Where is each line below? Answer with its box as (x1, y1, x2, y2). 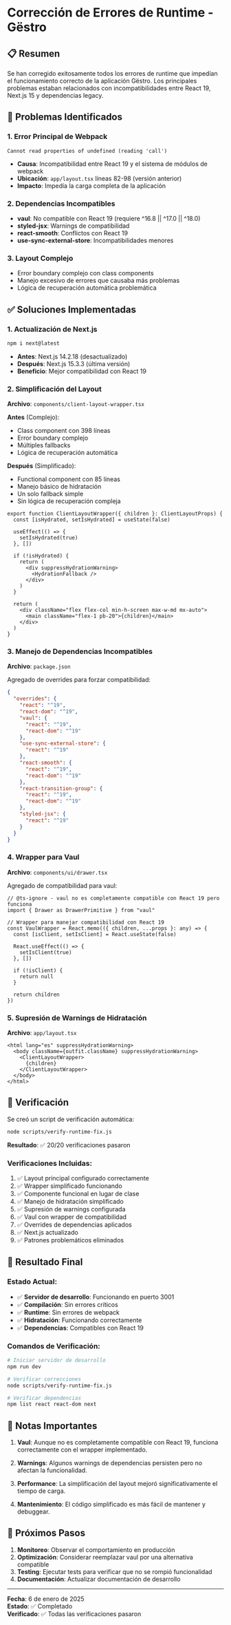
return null (19, 973, 54, 980)
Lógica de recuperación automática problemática (16, 284, 157, 292)
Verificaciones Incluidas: (7, 1158, 93, 1168)
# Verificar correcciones (7, 1375, 81, 1383)
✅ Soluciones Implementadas (7, 304, 136, 315)
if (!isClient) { (13, 967, 63, 974)
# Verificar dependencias (7, 1394, 81, 1401)
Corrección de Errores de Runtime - (7, 5, 214, 21)
